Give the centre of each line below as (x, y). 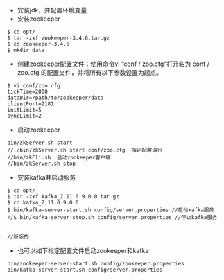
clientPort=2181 (31, 104)
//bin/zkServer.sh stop (42, 164)
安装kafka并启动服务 (46, 177)
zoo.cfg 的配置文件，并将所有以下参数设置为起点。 (90, 72)
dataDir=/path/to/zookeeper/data (55, 98)
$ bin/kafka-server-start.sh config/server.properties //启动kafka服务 (111, 210)
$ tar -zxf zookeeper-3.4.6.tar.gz (59, 38)
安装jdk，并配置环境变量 (52, 10)
